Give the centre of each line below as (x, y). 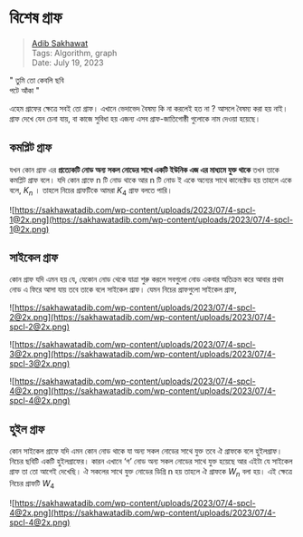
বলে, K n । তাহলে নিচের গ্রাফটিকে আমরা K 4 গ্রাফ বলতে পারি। (91, 191)
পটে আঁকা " (25, 90)
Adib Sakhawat (60, 43)
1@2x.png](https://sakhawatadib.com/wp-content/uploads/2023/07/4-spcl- (151, 220)
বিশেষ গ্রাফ (36, 18)
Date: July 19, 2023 (67, 63)
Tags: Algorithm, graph (74, 53)
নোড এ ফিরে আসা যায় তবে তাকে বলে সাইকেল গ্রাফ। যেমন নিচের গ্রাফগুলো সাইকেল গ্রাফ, (123, 289)
